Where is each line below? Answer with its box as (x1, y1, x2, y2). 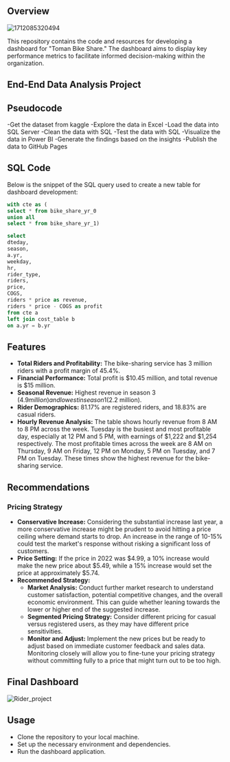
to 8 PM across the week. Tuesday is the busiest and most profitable (16, 425, 211, 434)
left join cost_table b (7, 315, 76, 322)
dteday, (7, 239, 30, 246)
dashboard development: (7, 188, 78, 196)
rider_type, (7, 271, 41, 278)
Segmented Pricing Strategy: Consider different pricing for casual (27, 612, 216, 620)
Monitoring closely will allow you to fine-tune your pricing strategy (27, 649, 215, 657)
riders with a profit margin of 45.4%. (16, 367, 121, 375)
